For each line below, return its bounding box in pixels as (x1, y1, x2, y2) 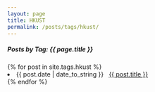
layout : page (7, 10, 46, 18)
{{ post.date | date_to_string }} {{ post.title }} (16, 70, 149, 79)
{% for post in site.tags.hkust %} (7, 63, 102, 71)
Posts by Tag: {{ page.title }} (7, 45, 94, 53)
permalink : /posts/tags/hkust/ (7, 23, 99, 30)
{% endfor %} (7, 78, 48, 86)
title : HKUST (7, 17, 46, 24)
